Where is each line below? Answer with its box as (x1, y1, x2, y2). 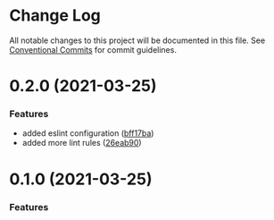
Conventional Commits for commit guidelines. (9, 44, 177, 55)
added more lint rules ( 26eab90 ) (21, 138, 142, 148)
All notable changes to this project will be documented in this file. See (9, 35, 266, 46)
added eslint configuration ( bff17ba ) (21, 128, 154, 139)
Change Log (9, 5, 101, 26)
